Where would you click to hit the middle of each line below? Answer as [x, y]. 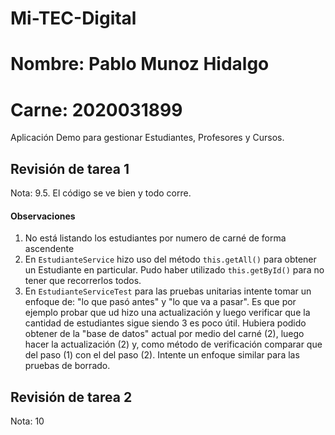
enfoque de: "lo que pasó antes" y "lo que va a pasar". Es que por [160, 302]
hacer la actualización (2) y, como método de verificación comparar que [173, 344]
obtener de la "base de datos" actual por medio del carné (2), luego [164, 334]
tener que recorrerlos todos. [83, 281]
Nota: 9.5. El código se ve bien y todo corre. [101, 193]
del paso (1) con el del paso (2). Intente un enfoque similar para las [162, 355]
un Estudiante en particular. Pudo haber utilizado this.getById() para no [174, 270]
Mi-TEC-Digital [73, 18]
